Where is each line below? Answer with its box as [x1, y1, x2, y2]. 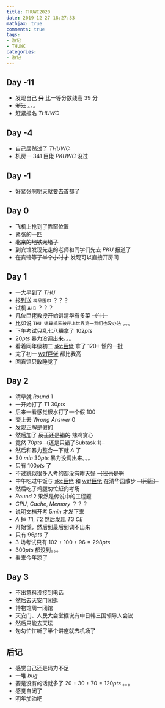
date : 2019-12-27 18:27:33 [6, 15, 75, 21]
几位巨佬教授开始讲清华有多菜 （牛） [15, 311, 108, 319]
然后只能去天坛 [15, 620, 53, 627]
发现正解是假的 [15, 424, 53, 431]
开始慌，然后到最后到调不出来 [15, 523, 90, 530]
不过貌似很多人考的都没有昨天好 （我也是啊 [15, 470, 124, 477]
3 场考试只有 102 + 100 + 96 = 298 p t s [15, 538, 111, 546]
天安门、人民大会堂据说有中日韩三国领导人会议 [15, 612, 133, 619]
